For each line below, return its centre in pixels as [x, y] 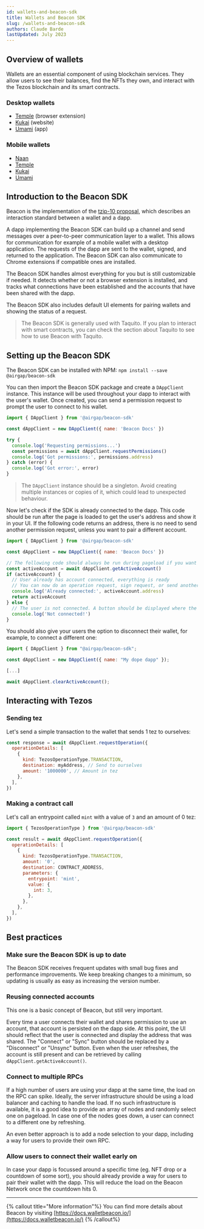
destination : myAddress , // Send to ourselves [82, 766]
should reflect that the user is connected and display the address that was [99, 1035]
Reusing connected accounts [50, 997]
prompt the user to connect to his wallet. [57, 407]
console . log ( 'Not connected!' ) [51, 614]
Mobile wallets [28, 145]
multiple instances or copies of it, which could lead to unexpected [104, 492]
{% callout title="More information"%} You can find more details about [95, 1206]
